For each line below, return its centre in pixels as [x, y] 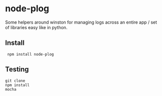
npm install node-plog [31, 54]
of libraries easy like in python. [36, 27]
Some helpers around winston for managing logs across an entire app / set [81, 22]
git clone [15, 81]
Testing [17, 69]
